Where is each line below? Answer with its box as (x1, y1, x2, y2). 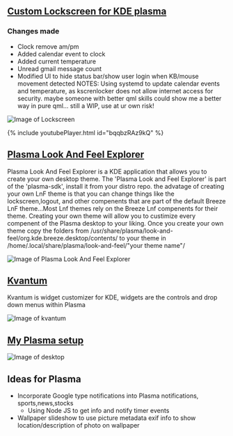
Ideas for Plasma (7, 373, 81, 385)
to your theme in (119, 233, 167, 242)
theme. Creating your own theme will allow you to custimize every (7, 212, 196, 220)
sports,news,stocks (17, 398, 74, 407)
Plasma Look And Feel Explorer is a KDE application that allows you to (7, 167, 207, 176)
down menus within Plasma (7, 301, 86, 309)
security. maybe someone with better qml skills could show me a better (17, 94, 222, 102)
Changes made (7, 26, 60, 36)
